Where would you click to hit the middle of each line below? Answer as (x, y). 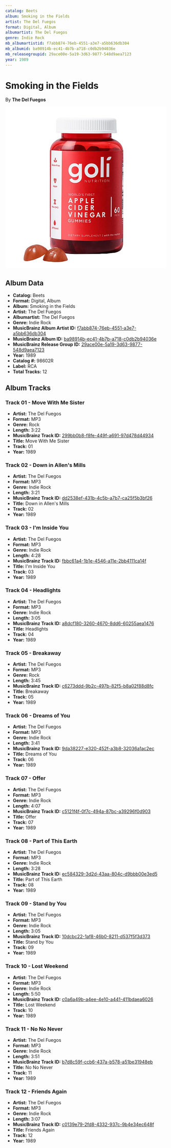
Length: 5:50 (27, 994)
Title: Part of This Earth (37, 880)
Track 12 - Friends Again (36, 1092)
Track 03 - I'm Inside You (37, 528)
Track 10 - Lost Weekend (37, 966)
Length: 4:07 (27, 806)
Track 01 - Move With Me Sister (45, 402)
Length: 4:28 (27, 555)
